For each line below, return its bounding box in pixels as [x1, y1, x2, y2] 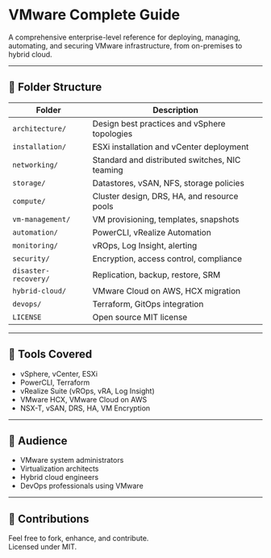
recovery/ [12, 274, 50, 283]
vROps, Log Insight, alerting [92, 239, 198, 251]
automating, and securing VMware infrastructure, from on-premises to [8, 40, 243, 50]
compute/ [12, 196, 46, 206]
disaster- [12, 266, 50, 275]
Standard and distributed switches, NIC [92, 154, 241, 165]
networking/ [12, 160, 59, 169]
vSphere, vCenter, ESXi [19, 369, 98, 378]
